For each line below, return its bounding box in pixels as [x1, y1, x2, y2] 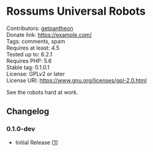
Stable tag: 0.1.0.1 [6, 63, 50, 71]
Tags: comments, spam [6, 37, 65, 45]
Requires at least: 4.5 [6, 44, 60, 51]
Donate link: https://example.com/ [6, 31, 92, 38]
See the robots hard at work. [6, 88, 78, 96]
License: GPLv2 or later [6, 70, 65, 77]
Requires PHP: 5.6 [6, 57, 52, 64]
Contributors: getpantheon [6, 25, 73, 32]
